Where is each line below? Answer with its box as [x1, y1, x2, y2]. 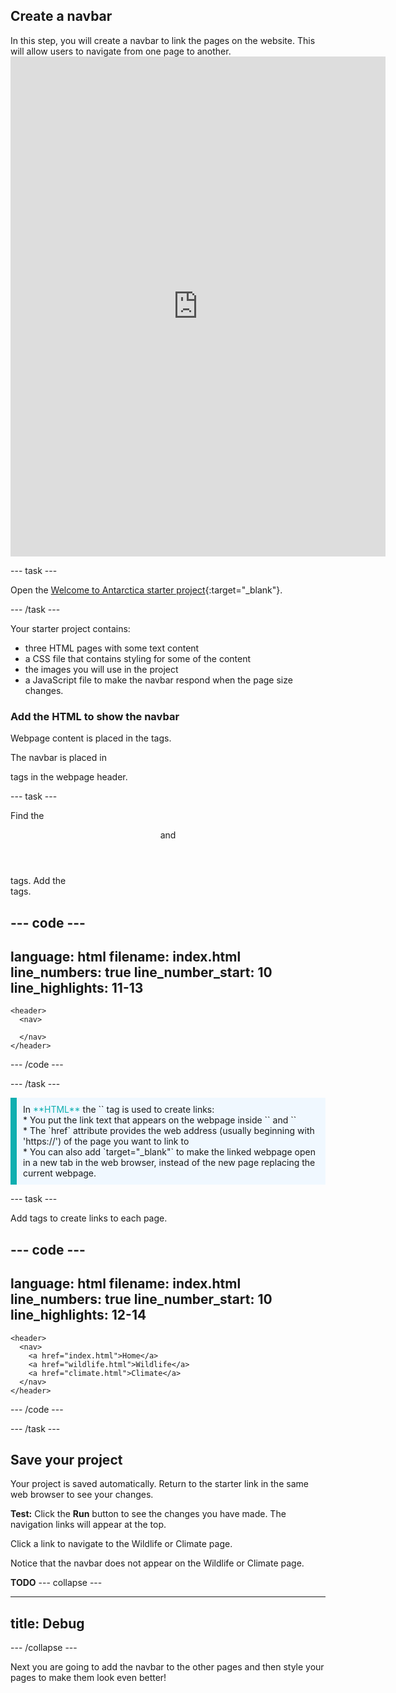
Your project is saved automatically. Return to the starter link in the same [10, 1478, 309, 1490]
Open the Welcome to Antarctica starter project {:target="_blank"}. [10, 584, 283, 596]
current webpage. [23, 1167, 97, 1179]
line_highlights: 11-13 [10, 979, 144, 996]
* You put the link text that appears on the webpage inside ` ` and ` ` [23, 1114, 297, 1126]
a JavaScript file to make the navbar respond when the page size [24, 674, 293, 686]
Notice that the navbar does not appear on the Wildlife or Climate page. [10, 1557, 305, 1569]
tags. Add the [10, 875, 67, 887]
